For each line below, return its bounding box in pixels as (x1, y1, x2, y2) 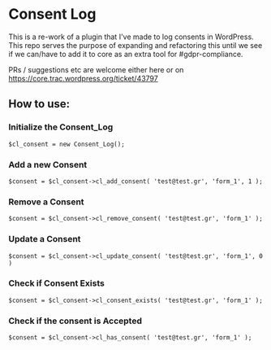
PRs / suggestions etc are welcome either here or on (8, 64, 184, 74)
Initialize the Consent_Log (8, 121, 114, 133)
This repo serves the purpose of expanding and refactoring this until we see (8, 40, 263, 50)
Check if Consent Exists (8, 278, 105, 289)
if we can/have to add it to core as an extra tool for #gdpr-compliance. (8, 49, 243, 59)
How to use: (8, 97, 71, 111)
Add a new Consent (8, 159, 88, 170)
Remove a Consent (8, 196, 84, 208)
